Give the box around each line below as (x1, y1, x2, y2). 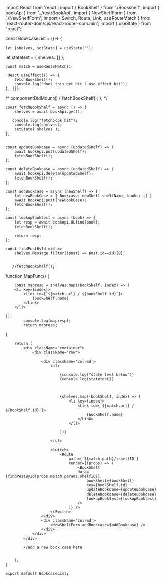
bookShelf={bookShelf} (86, 478, 135, 483)
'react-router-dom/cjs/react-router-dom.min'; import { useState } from (5, 20, 151, 26)
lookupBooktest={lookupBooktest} (86, 496, 157, 501)
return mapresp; (23, 323, 58, 328)
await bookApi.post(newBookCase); (14, 198, 87, 203)
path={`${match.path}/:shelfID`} (68, 456, 139, 461)
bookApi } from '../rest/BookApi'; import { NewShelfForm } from (5, 10, 137, 16)
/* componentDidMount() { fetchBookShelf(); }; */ (5, 95, 108, 101)
